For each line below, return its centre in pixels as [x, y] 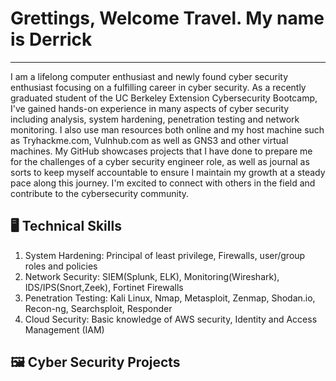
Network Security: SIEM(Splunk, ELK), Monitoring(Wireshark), [152, 276]
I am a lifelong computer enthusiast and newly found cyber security [149, 76]
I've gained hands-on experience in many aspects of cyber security [150, 108]
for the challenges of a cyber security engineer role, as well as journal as [160, 161]
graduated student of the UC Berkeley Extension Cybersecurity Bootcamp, [164, 98]
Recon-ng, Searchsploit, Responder [98, 308]
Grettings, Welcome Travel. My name [167, 18]
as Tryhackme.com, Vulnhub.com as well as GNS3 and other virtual [149, 140]
